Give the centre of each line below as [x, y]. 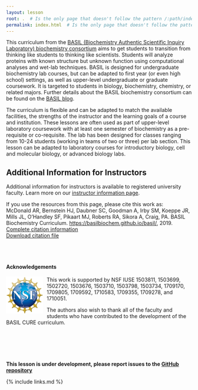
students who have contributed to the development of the [117, 316]
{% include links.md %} [35, 382]
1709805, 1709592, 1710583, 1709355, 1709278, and [110, 292]
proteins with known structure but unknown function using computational [95, 61]
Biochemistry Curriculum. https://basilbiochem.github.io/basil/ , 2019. [89, 223]
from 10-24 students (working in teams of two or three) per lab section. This [98, 141]
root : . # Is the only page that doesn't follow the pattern [84, 19]
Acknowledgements [32, 267]
